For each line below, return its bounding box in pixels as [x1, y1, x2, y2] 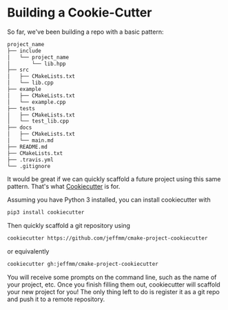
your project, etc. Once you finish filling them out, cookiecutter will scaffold [7, 280, 220, 289]
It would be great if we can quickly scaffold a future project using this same [7, 175, 221, 183]
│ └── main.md [7, 137, 54, 144]
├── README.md [7, 143, 48, 150]
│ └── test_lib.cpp [7, 118, 70, 125]
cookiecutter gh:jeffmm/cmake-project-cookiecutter [7, 260, 158, 268]
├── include [7, 47, 41, 54]
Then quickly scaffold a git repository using [7, 222, 131, 230]
